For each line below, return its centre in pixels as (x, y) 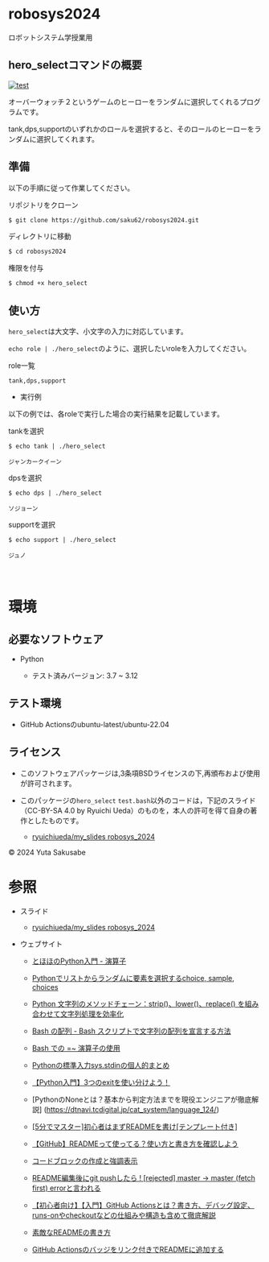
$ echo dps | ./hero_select (55, 493)
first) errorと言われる (67, 1188)
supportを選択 (32, 525)
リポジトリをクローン (43, 205)
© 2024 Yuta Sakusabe (47, 852)
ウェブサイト (41, 944)
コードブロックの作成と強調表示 (85, 1161)
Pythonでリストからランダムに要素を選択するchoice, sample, (133, 978)
